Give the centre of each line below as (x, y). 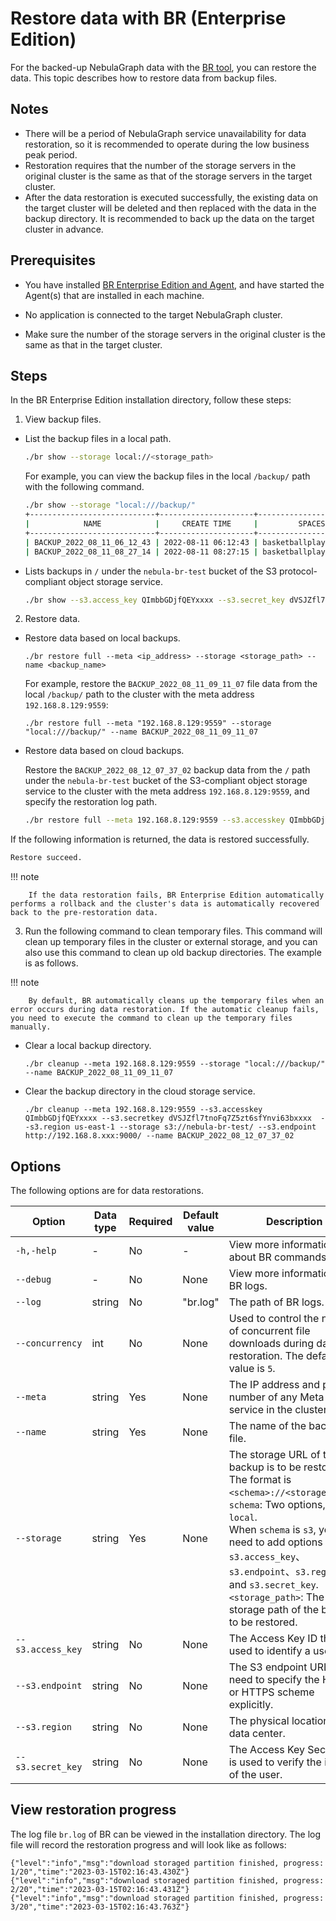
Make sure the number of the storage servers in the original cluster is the (175, 334)
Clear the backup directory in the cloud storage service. (140, 1091)
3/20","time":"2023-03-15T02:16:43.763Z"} (100, 1907)
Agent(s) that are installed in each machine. (114, 295)
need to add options (275, 1542)
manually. (31, 1027)
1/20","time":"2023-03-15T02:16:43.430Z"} (100, 1872)
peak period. (51, 154)
